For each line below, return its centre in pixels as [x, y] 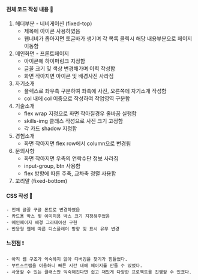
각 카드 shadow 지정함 [50, 128]
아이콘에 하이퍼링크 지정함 [55, 61]
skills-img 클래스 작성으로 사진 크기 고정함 [73, 121]
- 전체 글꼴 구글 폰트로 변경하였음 [43, 210]
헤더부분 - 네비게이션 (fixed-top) [53, 23]
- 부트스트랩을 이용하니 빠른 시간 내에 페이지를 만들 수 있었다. [74, 266]
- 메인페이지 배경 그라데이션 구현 [42, 223]
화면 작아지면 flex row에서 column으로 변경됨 [77, 143]
